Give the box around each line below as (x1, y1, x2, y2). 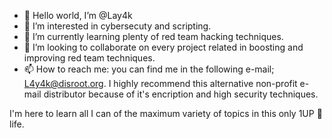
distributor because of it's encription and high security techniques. (43, 88, 319, 100)
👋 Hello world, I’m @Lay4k (23, 10, 133, 21)
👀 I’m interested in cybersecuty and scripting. (23, 20, 212, 32)
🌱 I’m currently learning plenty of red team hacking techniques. (23, 31, 284, 42)
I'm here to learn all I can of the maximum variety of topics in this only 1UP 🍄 (9, 108, 323, 119)
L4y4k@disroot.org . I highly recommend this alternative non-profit (23, 78, 298, 89)
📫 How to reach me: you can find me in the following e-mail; (23, 63, 275, 75)
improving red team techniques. (23, 52, 156, 64)
